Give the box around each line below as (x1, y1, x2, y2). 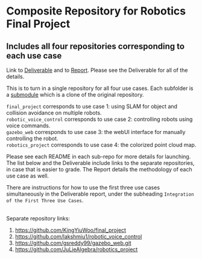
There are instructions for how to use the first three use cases (6, 184, 160, 191)
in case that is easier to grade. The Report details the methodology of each (6, 166, 192, 173)
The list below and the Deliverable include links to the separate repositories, (6, 159, 195, 167)
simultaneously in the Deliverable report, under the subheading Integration (6, 190, 194, 197)
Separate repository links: (6, 215, 71, 222)
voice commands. (6, 122, 51, 129)
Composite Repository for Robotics (6, 4, 186, 18)
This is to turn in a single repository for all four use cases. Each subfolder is (6, 85, 194, 92)
